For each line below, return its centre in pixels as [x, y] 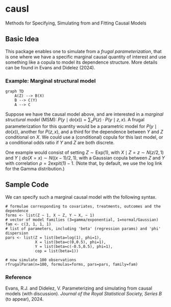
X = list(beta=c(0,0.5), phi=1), [70, 242]
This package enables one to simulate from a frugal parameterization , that [83, 51]
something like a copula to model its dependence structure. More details [81, 62]
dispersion [17, 233]
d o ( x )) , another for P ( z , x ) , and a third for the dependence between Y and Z [84, 132]
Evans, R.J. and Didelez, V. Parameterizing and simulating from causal [79, 288]
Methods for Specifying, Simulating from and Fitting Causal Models [76, 23]
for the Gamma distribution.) [35, 168]
